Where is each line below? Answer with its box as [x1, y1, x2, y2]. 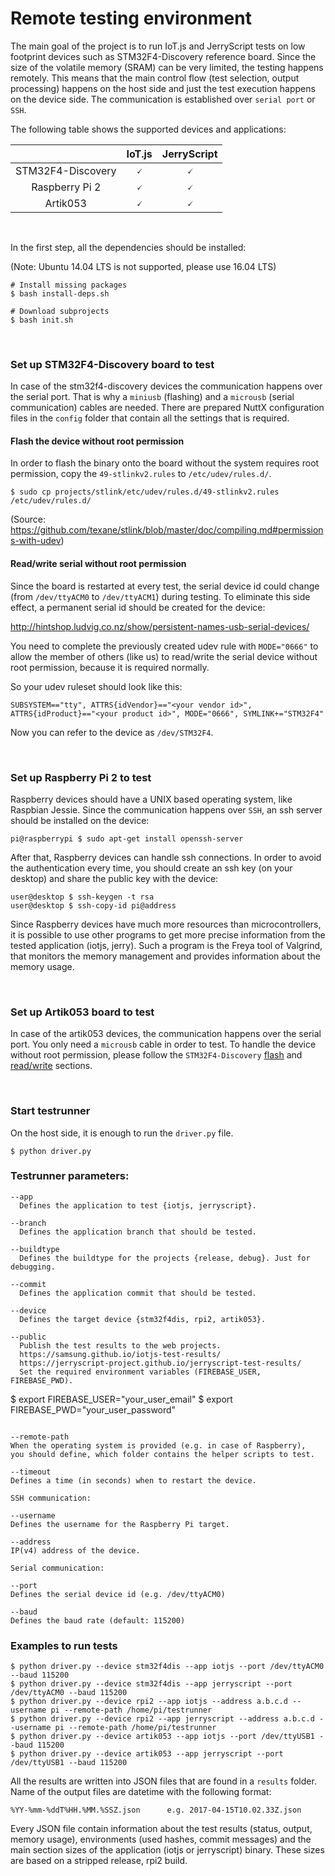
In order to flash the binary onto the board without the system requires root [10, 457, 320, 469]
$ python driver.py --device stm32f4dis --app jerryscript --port [10, 1679, 293, 1689]
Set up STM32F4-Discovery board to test [10, 357, 215, 371]
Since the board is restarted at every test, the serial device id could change [10, 580, 320, 592]
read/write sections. [10, 1060, 93, 1072]
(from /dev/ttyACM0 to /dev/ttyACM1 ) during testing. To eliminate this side [10, 590, 311, 602]
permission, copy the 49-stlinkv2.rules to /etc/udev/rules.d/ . [10, 468, 272, 480]
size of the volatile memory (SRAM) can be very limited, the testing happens [10, 61, 324, 73]
